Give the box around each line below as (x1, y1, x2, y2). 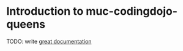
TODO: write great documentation (6, 37, 92, 45)
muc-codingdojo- (85, 4, 178, 18)
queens (6, 17, 46, 31)
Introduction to (6, 4, 84, 18)
